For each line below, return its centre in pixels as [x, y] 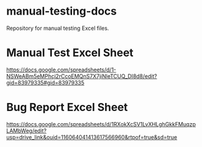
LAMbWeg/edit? [27, 131]
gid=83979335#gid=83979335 [45, 82]
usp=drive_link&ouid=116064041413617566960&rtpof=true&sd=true [92, 137]
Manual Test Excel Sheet [70, 53]
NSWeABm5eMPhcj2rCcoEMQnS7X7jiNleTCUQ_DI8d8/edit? [82, 76]
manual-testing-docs [62, 11]
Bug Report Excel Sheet [67, 107]
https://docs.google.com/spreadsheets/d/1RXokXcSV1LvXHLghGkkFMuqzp [101, 124]
